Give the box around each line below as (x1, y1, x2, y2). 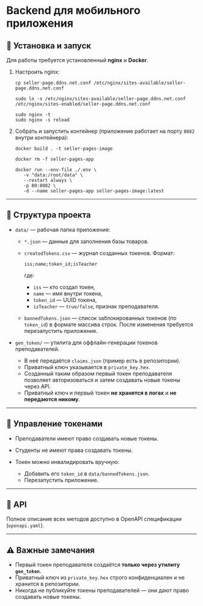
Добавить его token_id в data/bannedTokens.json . (24, 469, 150, 477)
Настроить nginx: (14, 68, 60, 76)
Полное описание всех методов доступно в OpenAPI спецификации (6, 515, 182, 523)
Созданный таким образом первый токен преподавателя (24, 370, 172, 377)
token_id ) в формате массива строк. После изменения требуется (24, 321, 193, 328)
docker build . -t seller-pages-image (14, 146, 113, 152)
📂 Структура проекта (6, 210, 91, 221)
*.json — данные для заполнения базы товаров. (24, 237, 149, 245)
